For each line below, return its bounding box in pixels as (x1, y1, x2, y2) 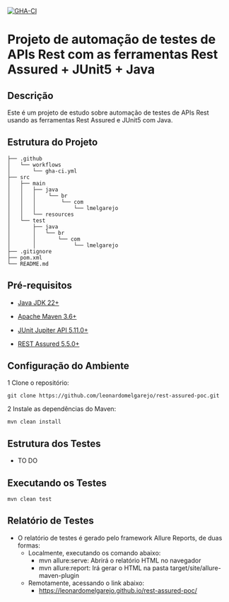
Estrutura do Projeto (7, 137, 98, 149)
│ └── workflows (7, 161, 61, 168)
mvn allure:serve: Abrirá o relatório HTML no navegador (38, 556, 201, 565)
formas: (17, 541, 40, 550)
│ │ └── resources (7, 211, 74, 218)
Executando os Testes (7, 477, 107, 489)
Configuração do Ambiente (7, 360, 129, 372)
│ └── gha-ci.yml (7, 167, 78, 175)
